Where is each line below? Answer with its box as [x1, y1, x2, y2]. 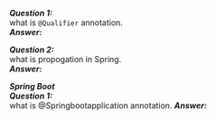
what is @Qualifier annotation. [9, 17, 124, 28]
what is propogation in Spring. [9, 54, 122, 64]
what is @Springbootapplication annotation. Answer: [9, 100, 208, 111]
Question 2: [9, 44, 54, 55]
